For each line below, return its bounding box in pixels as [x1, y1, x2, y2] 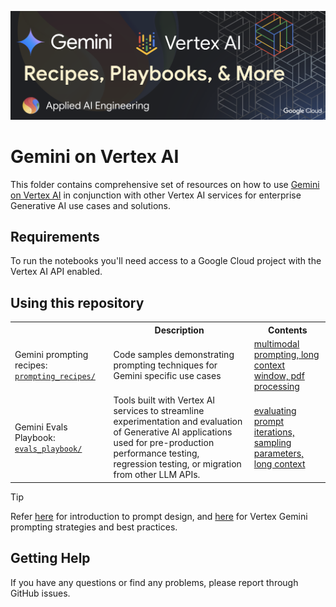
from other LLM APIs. [113, 469, 201, 481]
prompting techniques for [113, 359, 218, 371]
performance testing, [113, 447, 200, 460]
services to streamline [113, 405, 205, 417]
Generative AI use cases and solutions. [10, 199, 171, 211]
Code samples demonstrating [113, 349, 235, 361]
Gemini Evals [14, 421, 68, 433]
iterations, [253, 426, 295, 438]
